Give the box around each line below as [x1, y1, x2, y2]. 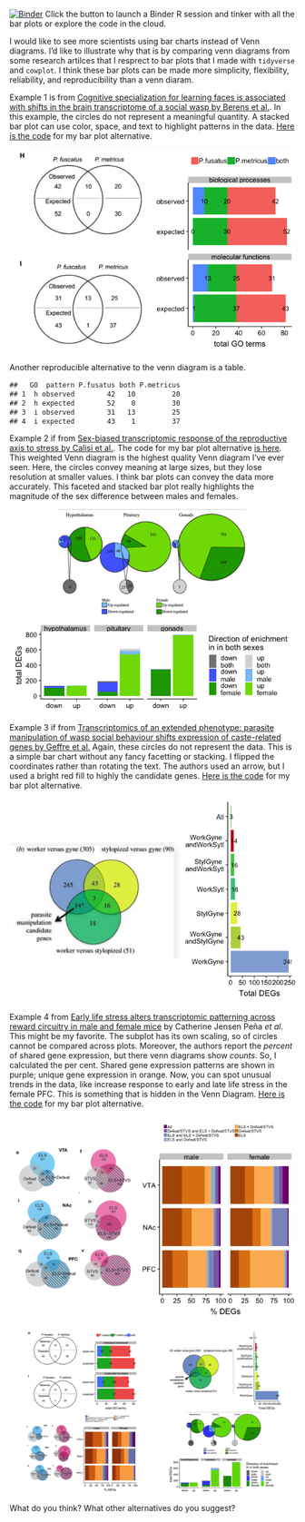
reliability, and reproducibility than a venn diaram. [9, 74, 194, 85]
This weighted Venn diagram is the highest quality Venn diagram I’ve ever [9, 452, 285, 463]
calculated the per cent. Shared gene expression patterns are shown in [9, 1060, 275, 1070]
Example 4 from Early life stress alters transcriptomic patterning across [9, 1012, 276, 1022]
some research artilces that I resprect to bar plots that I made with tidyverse [9, 55, 295, 65]
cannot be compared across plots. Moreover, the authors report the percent [9, 1040, 293, 1051]
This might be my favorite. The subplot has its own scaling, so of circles [9, 1031, 279, 1041]
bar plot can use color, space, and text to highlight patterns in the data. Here [9, 121, 295, 132]
